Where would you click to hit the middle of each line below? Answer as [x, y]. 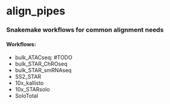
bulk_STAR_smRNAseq [43, 70]
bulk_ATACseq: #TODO [43, 58]
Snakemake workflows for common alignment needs [85, 30]
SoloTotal [27, 96]
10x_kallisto [29, 83]
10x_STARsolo [32, 90]
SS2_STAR [28, 77]
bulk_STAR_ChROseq [41, 64]
